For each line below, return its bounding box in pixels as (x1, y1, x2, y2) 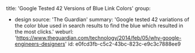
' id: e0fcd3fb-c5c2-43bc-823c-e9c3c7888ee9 (65, 40, 181, 47)
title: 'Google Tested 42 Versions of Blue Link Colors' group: (6, 5, 151, 12)
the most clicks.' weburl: (14, 28, 74, 35)
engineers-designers (14, 40, 66, 47)
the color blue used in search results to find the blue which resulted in (14, 22, 183, 29)
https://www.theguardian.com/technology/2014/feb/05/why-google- (16, 35, 182, 41)
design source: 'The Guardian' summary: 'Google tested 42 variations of (14, 16, 190, 22)
